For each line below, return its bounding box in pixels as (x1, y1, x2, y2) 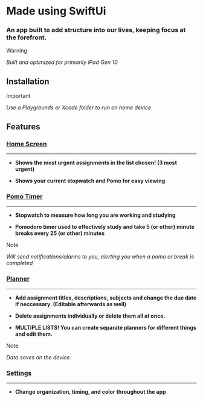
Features (6, 121, 40, 132)
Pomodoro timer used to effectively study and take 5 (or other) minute (14, 223, 195, 231)
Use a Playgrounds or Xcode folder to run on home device (6, 104, 152, 111)
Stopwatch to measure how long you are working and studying (14, 211, 176, 219)
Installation (6, 76, 50, 86)
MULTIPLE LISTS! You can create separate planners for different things (14, 324, 196, 331)
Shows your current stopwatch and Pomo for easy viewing (14, 177, 166, 184)
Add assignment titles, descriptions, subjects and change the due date (14, 294, 197, 301)
